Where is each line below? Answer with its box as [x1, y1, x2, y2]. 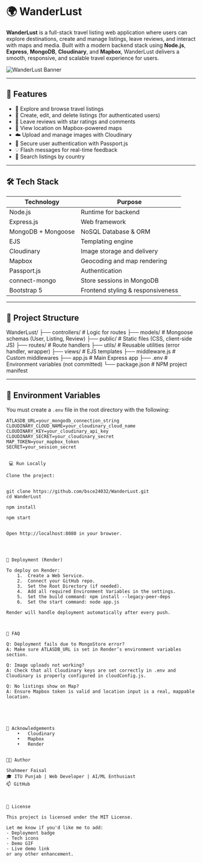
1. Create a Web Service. [17, 573, 85, 579]
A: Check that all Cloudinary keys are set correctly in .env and [6, 667, 176, 674]
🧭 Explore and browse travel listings [14, 105, 104, 112]
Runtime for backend [81, 208, 140, 216]
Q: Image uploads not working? [6, 663, 85, 669]
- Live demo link [6, 846, 50, 852]
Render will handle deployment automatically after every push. [6, 610, 171, 616]
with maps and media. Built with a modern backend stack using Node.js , [6, 42, 186, 49]
